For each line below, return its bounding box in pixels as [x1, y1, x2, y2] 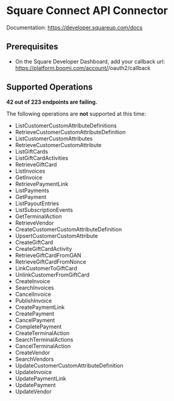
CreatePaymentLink [15, 303, 65, 311]
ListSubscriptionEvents [15, 206, 73, 214]
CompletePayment [15, 323, 62, 330]
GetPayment [15, 193, 47, 200]
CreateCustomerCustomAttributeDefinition [15, 225, 122, 233]
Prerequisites [6, 42, 58, 52]
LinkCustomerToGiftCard [15, 264, 77, 272]
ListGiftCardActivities [15, 154, 69, 162]
